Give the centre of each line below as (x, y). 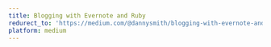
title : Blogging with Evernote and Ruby (77, 16)
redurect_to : (30, 23)
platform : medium (38, 30)
